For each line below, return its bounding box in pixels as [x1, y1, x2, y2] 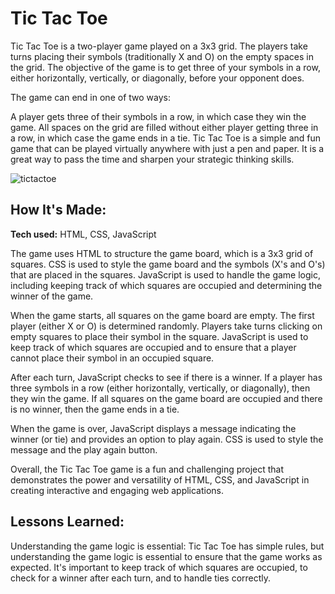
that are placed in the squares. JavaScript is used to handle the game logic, [10, 268, 321, 281]
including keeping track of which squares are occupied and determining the [10, 279, 323, 291]
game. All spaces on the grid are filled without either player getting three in [10, 121, 319, 133]
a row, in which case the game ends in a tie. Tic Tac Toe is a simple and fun [10, 132, 322, 144]
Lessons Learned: [10, 513, 125, 531]
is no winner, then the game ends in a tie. [10, 403, 180, 415]
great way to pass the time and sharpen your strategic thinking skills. [10, 153, 295, 165]
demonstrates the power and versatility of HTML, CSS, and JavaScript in [10, 473, 310, 486]
